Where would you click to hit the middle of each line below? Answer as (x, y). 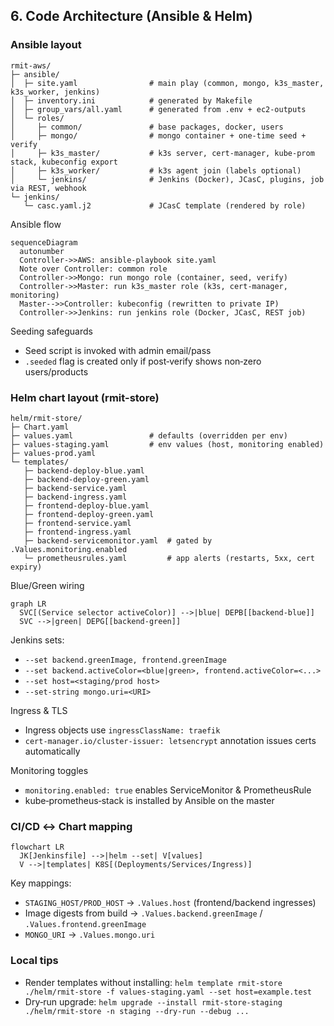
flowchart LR (37, 847)
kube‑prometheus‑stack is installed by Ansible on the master (149, 800)
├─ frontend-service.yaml (77, 523)
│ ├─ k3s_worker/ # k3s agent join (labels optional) (156, 170)
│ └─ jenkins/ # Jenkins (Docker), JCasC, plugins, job (167, 179)
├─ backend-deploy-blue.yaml (84, 470)
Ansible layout (46, 45)
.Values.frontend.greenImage (85, 925)
